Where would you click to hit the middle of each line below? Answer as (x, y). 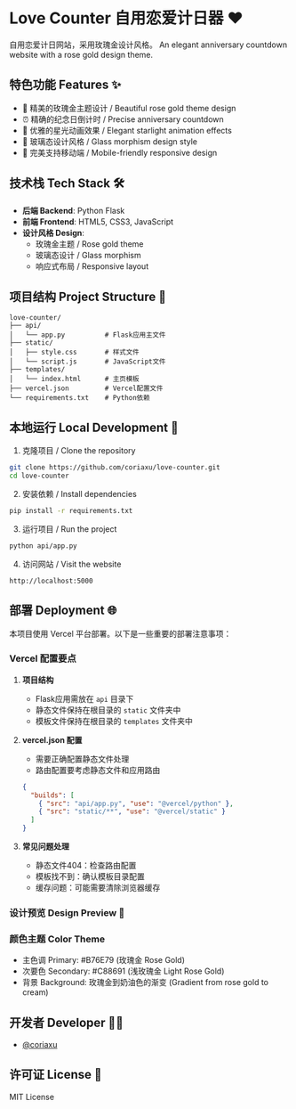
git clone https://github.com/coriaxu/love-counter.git (115, 468)
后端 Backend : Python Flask (73, 210)
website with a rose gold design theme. (81, 54)
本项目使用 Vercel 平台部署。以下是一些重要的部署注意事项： (120, 633)
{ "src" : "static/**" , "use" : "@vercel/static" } (132, 811)
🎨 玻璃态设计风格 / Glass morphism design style (110, 141)
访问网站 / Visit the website (72, 564)
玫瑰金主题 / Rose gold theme (89, 244)
